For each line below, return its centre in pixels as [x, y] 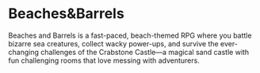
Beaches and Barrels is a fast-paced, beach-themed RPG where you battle [130, 35]
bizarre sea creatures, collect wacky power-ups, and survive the [114, 43]
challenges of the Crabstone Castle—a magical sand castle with [145, 52]
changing [24, 52]
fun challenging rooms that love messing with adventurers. [104, 60]
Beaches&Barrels [66, 14]
